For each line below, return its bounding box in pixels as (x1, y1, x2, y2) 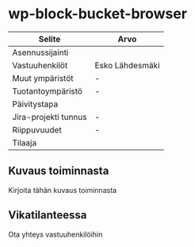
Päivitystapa (12, 98, 59, 110)
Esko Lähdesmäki (94, 60, 160, 71)
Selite (38, 33, 61, 44)
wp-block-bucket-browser (8, 5, 188, 23)
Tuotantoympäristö (12, 85, 83, 96)
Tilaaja (12, 137, 37, 148)
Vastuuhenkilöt (12, 60, 68, 71)
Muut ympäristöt (12, 72, 74, 83)
